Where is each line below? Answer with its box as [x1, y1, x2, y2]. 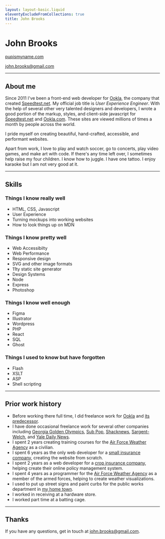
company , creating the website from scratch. [12, 454, 103, 460]
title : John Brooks [5, 16, 45, 21]
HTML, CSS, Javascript [12, 206, 60, 212]
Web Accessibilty [12, 245, 48, 251]
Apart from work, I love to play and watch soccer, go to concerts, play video [5, 146, 159, 151]
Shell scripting [12, 381, 42, 387]
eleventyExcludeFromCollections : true [5, 12, 84, 17]
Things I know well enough [5, 299, 70, 306]
